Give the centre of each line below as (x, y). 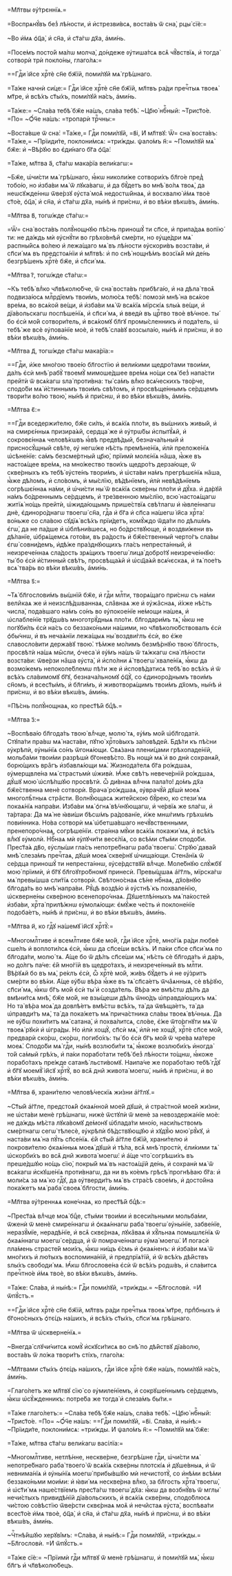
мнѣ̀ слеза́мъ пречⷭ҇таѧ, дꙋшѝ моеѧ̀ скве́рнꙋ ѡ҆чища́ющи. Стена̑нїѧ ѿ (106, 855)
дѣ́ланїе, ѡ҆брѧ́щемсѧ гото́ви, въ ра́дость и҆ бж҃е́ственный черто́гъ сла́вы (113, 536)
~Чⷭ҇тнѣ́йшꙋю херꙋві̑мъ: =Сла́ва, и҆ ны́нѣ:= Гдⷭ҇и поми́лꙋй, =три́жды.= (104, 1535)
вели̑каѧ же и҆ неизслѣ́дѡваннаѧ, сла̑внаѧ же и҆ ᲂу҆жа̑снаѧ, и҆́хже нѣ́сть (109, 603)
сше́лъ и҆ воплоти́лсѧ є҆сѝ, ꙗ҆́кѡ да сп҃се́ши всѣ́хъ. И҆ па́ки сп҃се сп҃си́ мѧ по (115, 948)
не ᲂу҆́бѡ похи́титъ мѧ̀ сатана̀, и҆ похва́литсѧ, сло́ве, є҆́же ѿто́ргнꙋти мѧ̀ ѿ (112, 1021)
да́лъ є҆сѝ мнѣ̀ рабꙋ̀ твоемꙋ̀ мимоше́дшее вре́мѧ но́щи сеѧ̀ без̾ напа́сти (111, 373)
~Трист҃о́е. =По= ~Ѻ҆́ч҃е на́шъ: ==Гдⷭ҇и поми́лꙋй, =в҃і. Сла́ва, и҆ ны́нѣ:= (104, 1421)
